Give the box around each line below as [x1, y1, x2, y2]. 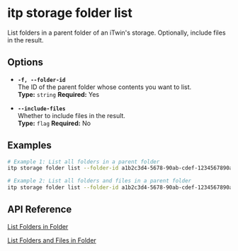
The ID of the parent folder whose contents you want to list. [17, 83, 192, 91]
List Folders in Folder [7, 222, 69, 230]
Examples [7, 139, 52, 151]
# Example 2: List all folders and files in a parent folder [7, 177, 192, 185]
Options [7, 57, 44, 69]
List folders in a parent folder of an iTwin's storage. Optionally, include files [7, 28, 226, 37]
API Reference [7, 204, 72, 216]
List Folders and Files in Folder [7, 235, 97, 245]
